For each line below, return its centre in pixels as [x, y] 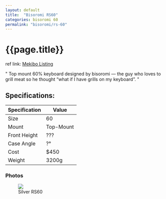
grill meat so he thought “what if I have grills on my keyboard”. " [72, 79]
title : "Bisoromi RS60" [32, 15]
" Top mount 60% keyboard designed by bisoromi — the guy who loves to [83, 74]
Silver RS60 [30, 192]
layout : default [22, 10]
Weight [16, 160]
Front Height [23, 135]
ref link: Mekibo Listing [29, 64]
